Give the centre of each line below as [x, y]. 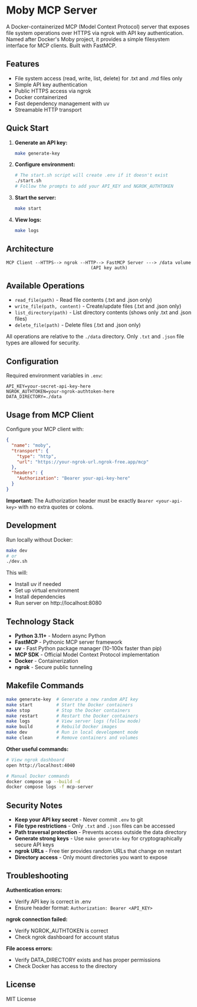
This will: [17, 573]
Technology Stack [40, 622]
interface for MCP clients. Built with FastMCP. [61, 45]
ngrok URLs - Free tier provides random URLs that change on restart [98, 851]
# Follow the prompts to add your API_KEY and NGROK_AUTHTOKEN [94, 187]
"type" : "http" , [37, 456]
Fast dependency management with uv [62, 103]
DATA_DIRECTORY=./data [34, 397]
